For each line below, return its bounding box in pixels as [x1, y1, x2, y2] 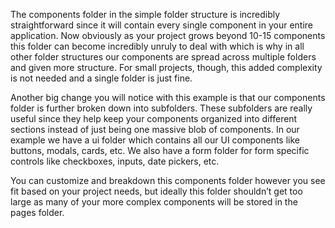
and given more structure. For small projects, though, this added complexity [10, 62, 323, 73]
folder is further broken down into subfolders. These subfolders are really [10, 102, 313, 114]
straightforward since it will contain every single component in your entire [10, 19, 314, 31]
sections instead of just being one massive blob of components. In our [10, 124, 300, 135]
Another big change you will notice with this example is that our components [10, 92, 326, 103]
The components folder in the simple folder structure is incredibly [10, 9, 281, 20]
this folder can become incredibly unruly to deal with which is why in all [10, 40, 305, 52]
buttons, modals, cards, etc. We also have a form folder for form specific [10, 145, 310, 156]
